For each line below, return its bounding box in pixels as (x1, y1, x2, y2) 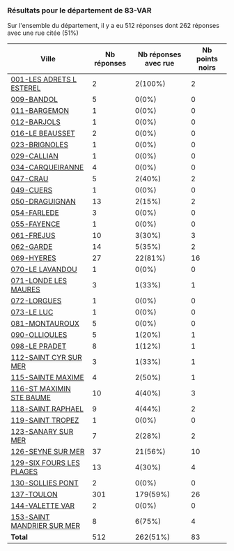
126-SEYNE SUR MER (10, 447, 85, 457)
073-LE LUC (10, 308, 54, 317)
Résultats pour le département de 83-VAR (7, 6, 152, 15)
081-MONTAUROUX (10, 319, 80, 329)
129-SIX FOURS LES (10, 458, 80, 468)
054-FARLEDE (10, 208, 59, 218)
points (196, 54, 218, 64)
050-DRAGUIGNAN (10, 197, 77, 206)
